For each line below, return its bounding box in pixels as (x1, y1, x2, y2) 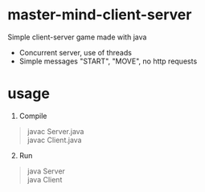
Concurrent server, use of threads (18, 47, 132, 57)
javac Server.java (27, 126, 84, 136)
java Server (27, 166, 66, 176)
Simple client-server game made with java (7, 32, 147, 42)
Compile (18, 111, 47, 121)
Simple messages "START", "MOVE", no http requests (18, 56, 198, 66)
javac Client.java (27, 135, 82, 145)
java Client (27, 174, 63, 184)
